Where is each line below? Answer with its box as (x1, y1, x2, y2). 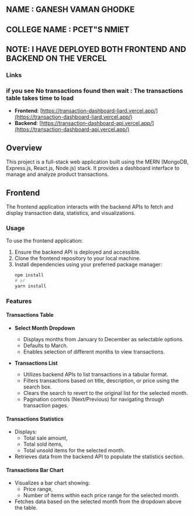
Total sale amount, (23, 435, 68, 442)
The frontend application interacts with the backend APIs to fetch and (6, 203, 174, 210)
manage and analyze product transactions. (6, 171, 109, 178)
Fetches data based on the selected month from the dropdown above (14, 498, 182, 505)
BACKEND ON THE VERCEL (6, 54, 107, 64)
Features (6, 297, 32, 305)
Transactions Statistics (6, 415, 64, 423)
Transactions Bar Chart (6, 466, 64, 473)
